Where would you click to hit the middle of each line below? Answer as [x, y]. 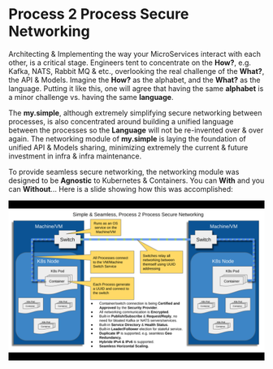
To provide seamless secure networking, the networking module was [124, 171]
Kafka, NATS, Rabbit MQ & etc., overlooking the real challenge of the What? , [136, 71]
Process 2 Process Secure [99, 14]
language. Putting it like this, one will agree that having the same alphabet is [136, 88]
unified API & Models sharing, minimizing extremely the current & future [128, 147]
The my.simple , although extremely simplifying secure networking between [135, 113]
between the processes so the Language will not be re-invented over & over [136, 130]
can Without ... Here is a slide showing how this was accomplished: [121, 189]
